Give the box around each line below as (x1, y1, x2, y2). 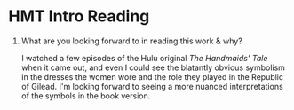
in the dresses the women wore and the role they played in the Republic (20, 71, 284, 82)
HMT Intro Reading (8, 6, 150, 27)
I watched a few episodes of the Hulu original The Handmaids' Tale (20, 52, 268, 63)
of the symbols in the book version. (20, 90, 151, 101)
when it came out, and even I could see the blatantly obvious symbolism (20, 62, 286, 73)
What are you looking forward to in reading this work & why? (20, 35, 243, 46)
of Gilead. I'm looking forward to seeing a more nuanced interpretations (20, 81, 283, 91)
